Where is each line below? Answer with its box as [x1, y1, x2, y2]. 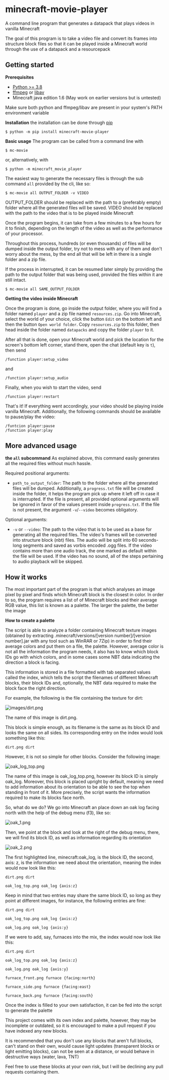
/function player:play [5, 428, 53, 433]
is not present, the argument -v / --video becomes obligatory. [12, 506, 138, 513]
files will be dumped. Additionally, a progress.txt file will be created [12, 485, 153, 491]
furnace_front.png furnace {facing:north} [5, 976, 96, 981]
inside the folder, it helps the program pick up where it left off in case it [12, 490, 159, 496]
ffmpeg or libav [12, 89, 44, 95]
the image [5, 608, 26, 614]
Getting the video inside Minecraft [5, 295, 78, 301]
